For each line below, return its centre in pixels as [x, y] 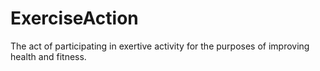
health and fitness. [48, 56]
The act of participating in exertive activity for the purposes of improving [160, 46]
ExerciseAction [74, 18]
